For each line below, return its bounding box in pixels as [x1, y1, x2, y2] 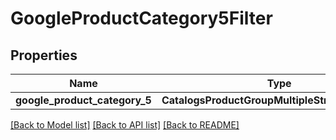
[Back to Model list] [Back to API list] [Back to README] [10, 119, 240, 131]
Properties [10, 47, 78, 64]
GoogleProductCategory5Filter [10, 7, 273, 30]
